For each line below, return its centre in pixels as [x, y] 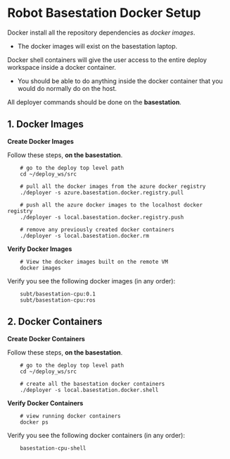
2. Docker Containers [55, 322]
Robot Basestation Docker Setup [104, 13]
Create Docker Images [40, 141]
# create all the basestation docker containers [92, 384]
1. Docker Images [46, 124]
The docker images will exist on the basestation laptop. [97, 46]
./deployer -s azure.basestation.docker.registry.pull [102, 192]
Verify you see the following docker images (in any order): [91, 281]
